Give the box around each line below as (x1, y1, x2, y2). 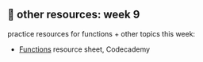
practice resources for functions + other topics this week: (7, 29, 196, 38)
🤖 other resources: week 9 (7, 8, 140, 21)
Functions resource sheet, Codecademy (18, 45, 151, 54)
